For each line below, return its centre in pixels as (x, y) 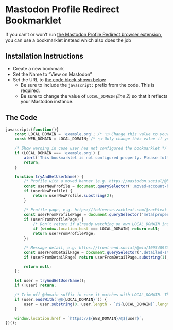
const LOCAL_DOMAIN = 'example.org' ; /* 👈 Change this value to (86, 134)
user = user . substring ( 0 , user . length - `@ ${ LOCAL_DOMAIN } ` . (91, 304)
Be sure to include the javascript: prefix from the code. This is (88, 85)
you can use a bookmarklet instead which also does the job (68, 40)
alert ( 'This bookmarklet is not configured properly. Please (91, 158)
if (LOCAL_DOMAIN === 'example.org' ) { (57, 153)
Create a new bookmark (38, 68)
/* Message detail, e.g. (50, 248)
